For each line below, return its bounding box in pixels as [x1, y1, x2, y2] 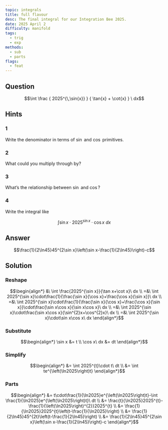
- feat [10, 63, 24, 68]
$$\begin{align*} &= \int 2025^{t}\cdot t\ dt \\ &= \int [30, 363, 139, 369]
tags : [5, 31, 17, 36]
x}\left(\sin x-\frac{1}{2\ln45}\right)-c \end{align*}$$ [30, 418, 139, 425]
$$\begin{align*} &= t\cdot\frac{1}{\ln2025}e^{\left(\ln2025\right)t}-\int [11, 392, 158, 398]
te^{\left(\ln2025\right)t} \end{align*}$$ [43, 368, 125, 374]
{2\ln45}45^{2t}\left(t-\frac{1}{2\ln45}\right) [7, 413, 98, 419]
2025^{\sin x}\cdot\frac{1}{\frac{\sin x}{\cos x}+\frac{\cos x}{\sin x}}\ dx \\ [7, 293, 162, 299]
